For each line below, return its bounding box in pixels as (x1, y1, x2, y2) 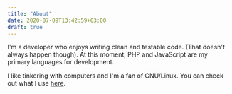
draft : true (7, 23, 43, 30)
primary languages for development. (7, 58, 115, 66)
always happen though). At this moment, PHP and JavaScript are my (7, 50, 209, 59)
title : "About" (7, 10, 53, 18)
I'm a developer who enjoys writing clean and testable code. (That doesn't (7, 43, 226, 52)
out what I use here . (7, 79, 66, 88)
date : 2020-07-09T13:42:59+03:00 (7, 17, 107, 24)
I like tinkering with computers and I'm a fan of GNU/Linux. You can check (7, 71, 224, 80)
